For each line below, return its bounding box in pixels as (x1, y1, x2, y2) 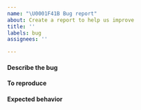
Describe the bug (7, 63, 58, 71)
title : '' (7, 23, 36, 30)
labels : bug (7, 29, 41, 37)
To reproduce (7, 79, 47, 87)
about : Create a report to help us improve (7, 17, 135, 24)
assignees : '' (7, 36, 48, 43)
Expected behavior (7, 95, 63, 103)
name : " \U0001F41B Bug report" (7, 10, 97, 17)
